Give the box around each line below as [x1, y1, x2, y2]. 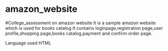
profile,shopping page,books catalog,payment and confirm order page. [5, 30, 152, 36]
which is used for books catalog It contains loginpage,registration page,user [5, 25, 163, 31]
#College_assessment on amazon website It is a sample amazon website [5, 20, 156, 26]
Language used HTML [5, 40, 51, 46]
